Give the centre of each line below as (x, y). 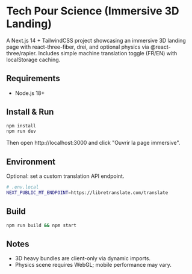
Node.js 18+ (30, 93)
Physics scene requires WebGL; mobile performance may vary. (93, 265)
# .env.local (23, 187)
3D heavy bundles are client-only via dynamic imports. (83, 258)
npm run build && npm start (42, 225)
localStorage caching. (33, 59)
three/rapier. (22, 53)
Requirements (33, 78)
